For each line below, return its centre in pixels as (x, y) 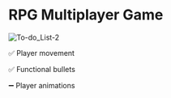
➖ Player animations (42, 85)
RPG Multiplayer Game (86, 15)
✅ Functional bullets (42, 69)
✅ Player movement (42, 53)
